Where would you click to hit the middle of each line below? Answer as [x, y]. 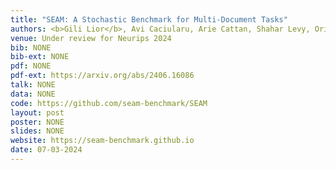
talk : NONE [33, 85]
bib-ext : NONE [40, 57]
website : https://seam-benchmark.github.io [102, 141]
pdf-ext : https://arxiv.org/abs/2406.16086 [102, 76]
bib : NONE [31, 47]
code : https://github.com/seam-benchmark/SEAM [109, 103]
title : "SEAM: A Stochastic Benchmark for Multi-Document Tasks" [149, 19]
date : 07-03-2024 [46, 150]
